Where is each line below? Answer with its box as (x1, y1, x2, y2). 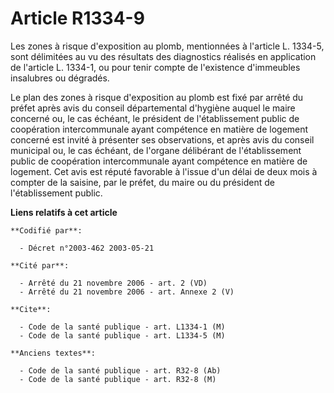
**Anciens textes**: (10, 348, 97, 358)
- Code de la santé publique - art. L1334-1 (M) (19, 322, 226, 332)
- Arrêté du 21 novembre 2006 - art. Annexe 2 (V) (19, 287, 235, 297)
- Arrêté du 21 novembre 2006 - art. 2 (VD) (19, 278, 208, 288)
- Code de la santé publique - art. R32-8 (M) (19, 374, 217, 384)
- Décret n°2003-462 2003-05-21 (19, 243, 155, 253)
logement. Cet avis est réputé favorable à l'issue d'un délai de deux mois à (10, 165, 318, 177)
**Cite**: (10, 304, 52, 314)
